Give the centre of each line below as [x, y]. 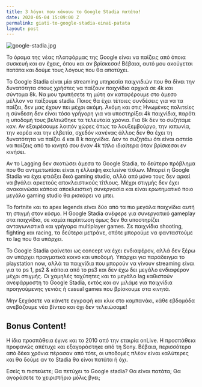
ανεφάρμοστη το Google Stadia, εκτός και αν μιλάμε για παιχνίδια [89, 282]
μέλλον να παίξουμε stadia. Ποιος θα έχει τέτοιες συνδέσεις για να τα [95, 101]
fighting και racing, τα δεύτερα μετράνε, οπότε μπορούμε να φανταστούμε [100, 233]
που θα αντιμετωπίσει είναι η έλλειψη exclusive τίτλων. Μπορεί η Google [98, 170]
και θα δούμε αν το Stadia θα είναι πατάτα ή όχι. [67, 360]
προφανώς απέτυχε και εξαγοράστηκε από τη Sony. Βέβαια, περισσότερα [99, 347]
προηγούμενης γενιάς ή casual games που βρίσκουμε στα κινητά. [88, 289]
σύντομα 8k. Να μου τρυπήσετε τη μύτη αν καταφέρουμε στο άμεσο [92, 94]
